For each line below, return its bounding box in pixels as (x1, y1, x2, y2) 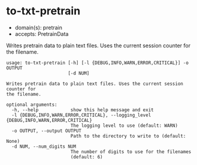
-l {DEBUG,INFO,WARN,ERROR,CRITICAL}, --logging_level (11, 112, 151, 118)
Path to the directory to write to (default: (70, 133, 186, 139)
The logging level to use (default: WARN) (70, 123, 178, 129)
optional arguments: (6, 102, 58, 108)
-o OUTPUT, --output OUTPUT (11, 127, 82, 134)
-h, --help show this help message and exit (11, 106, 154, 113)
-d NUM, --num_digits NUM (11, 143, 77, 149)
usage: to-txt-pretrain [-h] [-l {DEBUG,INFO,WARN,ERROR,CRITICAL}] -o (6, 60, 189, 66)
